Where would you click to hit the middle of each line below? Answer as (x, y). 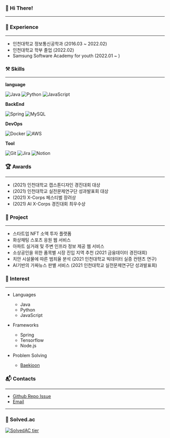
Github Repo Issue (32, 396)
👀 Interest (17, 279)
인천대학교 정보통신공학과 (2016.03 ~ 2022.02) (60, 44)
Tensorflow (32, 340)
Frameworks (26, 325)
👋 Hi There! (19, 8)
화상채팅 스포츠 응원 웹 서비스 (41, 240)
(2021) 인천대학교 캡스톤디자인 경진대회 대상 (56, 185)
